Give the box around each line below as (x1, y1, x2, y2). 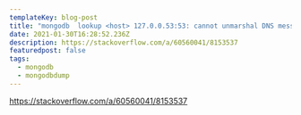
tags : (9, 54, 30, 63)
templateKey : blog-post (9, 12, 99, 22)
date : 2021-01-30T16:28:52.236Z (9, 29, 130, 38)
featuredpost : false (9, 46, 87, 55)
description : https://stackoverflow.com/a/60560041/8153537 (9, 37, 239, 47)
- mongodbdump (17, 71, 70, 80)
